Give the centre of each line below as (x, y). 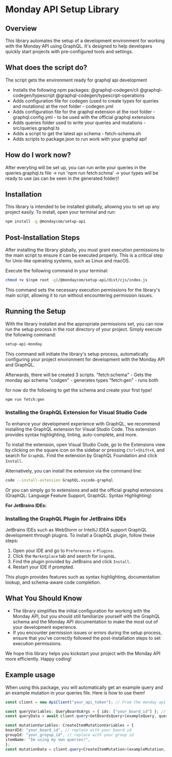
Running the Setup (36, 311)
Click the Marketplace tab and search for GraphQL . (64, 556)
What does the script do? (46, 68)
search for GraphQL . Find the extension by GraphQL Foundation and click (81, 455)
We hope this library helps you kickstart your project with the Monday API (83, 653)
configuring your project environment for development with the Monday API (85, 359)
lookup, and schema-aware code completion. (53, 582)
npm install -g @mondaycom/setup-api (46, 221)
